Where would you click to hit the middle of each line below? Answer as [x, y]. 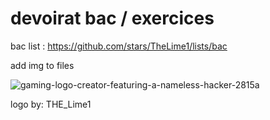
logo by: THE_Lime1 [51, 104]
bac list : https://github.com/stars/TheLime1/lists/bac [119, 46]
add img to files [42, 65]
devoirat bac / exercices [112, 18]
